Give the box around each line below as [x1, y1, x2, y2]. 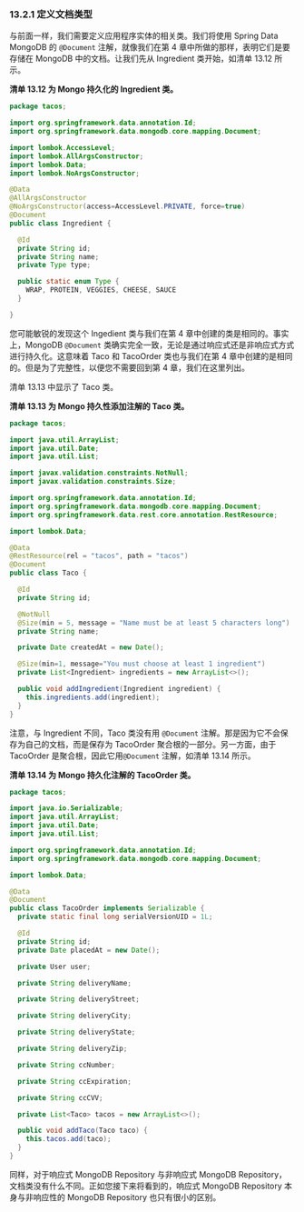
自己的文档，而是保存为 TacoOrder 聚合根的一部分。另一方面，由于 [25, 738, 277, 749]
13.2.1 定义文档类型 [9, 7, 93, 20]
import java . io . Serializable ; [9, 804, 124, 813]
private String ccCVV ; [17, 1093, 103, 1102]
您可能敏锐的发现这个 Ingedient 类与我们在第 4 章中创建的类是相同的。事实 [9, 327, 289, 338]
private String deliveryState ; [17, 1027, 136, 1037]
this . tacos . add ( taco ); [25, 1135, 112, 1144]
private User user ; [17, 962, 92, 971]
